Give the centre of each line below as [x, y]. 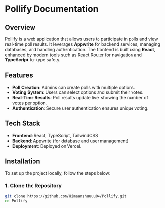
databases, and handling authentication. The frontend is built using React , [80, 49]
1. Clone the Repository [33, 186]
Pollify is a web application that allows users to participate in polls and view [82, 39]
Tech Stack [23, 124]
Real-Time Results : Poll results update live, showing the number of [80, 97]
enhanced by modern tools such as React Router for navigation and [73, 55]
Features [19, 75]
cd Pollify [16, 201]
